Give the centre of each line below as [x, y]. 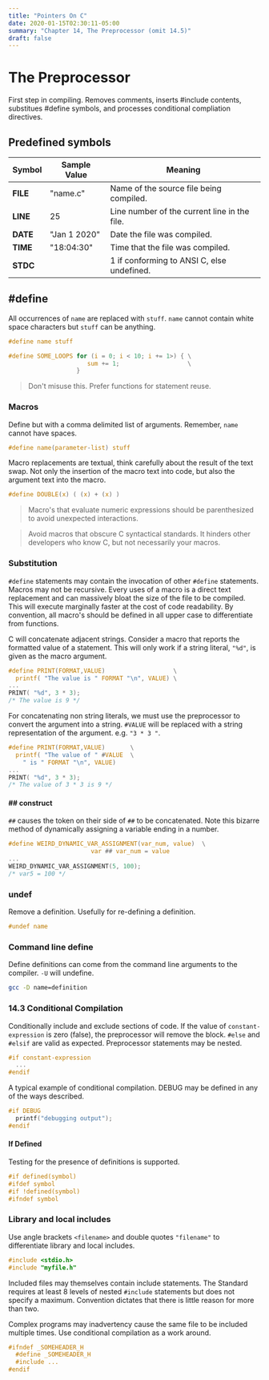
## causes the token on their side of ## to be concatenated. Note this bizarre [134, 821]
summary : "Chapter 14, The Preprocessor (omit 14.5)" [100, 30]
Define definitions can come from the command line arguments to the [123, 965]
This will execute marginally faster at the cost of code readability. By [121, 606]
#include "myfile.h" [43, 1268]
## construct [30, 803]
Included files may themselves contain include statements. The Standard [128, 1283]
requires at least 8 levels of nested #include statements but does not [121, 1291]
